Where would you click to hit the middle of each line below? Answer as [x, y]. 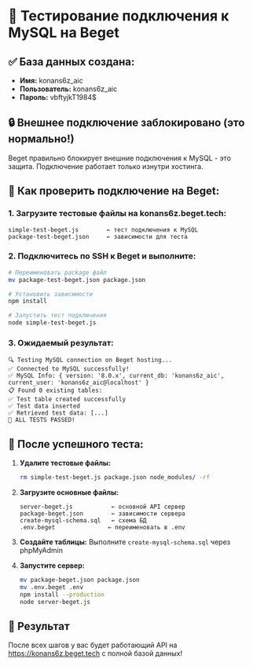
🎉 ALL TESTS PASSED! [42, 420]
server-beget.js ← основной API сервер [103, 507]
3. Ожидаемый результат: [61, 342]
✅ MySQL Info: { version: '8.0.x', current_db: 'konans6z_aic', [116, 376]
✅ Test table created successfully [67, 400]
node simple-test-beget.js [52, 323]
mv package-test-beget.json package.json [77, 280]
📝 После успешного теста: [76, 444]
